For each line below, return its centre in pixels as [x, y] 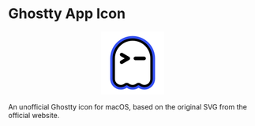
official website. [34, 115]
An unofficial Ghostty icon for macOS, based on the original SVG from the [127, 106]
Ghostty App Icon [67, 14]
